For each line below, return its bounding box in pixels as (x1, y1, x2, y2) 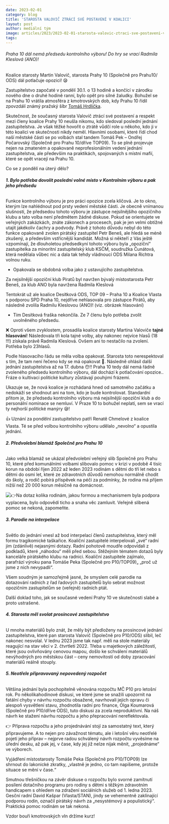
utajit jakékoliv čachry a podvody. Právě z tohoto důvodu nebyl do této (6, 225, 151, 231)
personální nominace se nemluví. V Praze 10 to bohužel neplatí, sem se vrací (6, 400, 164, 406)
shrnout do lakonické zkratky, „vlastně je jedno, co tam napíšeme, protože (6, 762, 158, 768)
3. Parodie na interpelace (6, 517, 60, 523)
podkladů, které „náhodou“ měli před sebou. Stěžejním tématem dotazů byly (6, 548, 163, 554)
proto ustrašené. (6, 600, 40, 606)
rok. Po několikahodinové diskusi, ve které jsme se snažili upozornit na (6, 692, 151, 698)
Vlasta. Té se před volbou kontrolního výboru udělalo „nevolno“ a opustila (6, 423, 157, 429)
